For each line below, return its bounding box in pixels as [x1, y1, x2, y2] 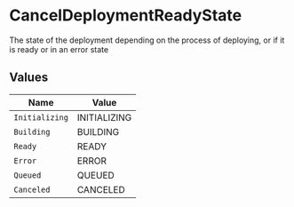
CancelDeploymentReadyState [9, 5, 242, 26]
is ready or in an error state [9, 44, 109, 54]
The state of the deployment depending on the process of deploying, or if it [9, 35, 285, 45]
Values [9, 70, 49, 85]
